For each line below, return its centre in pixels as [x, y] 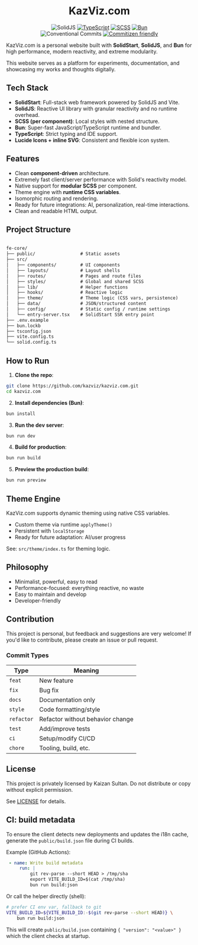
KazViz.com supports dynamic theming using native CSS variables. [88, 513]
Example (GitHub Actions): [38, 852]
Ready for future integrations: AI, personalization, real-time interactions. [102, 204]
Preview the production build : [52, 470]
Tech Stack [27, 88]
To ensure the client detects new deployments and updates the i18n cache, [98, 834]
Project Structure [38, 229]
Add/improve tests [65, 728]
